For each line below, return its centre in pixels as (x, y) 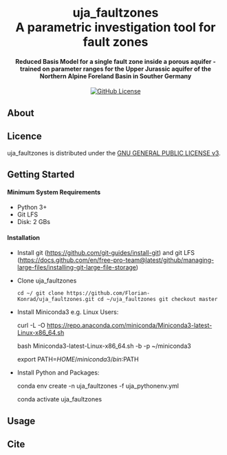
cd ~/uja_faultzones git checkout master (158, 300)
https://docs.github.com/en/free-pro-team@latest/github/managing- (117, 260)
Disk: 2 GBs (33, 222)
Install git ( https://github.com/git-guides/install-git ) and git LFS (106, 253)
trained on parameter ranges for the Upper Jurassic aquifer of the (116, 69)
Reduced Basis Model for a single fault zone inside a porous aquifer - (116, 61)
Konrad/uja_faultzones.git (56, 300)
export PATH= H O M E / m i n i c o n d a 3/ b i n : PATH (78, 359)
